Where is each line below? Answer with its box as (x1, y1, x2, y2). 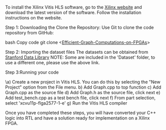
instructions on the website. (5, 15, 62, 20)
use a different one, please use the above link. (5, 60, 100, 65)
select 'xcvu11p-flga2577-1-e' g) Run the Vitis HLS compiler (5, 100, 128, 106)
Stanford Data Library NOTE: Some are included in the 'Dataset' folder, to (5, 54, 156, 60)
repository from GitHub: (5, 30, 54, 35)
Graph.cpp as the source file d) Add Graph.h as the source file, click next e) (5, 90, 161, 95)
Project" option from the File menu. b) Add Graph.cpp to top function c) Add (5, 84, 162, 90)
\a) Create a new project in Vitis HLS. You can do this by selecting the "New (5, 79, 161, 85)
